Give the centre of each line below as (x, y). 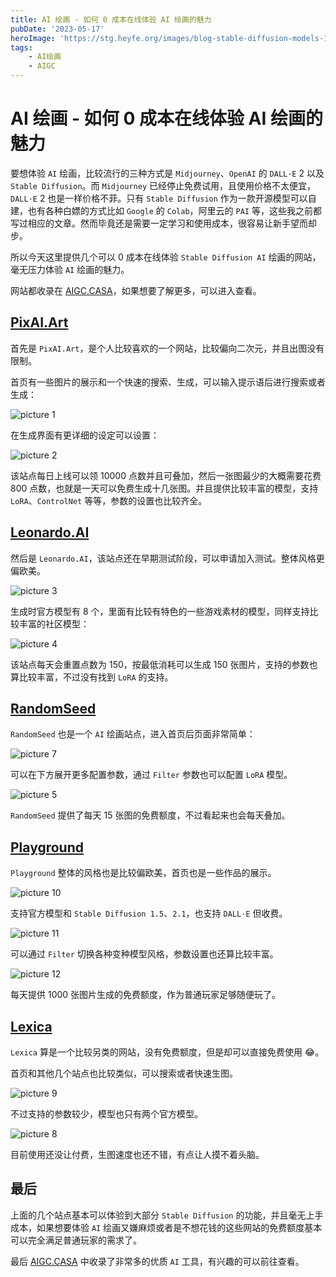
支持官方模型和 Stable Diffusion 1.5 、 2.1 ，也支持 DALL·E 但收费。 (149, 913)
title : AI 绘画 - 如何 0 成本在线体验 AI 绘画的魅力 (111, 19)
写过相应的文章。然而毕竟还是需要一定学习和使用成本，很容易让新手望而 (159, 223)
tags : (21, 47)
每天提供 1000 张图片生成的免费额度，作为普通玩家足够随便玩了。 (146, 995)
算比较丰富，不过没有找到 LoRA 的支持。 (92, 677)
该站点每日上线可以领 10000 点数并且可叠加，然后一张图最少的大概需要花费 (166, 475)
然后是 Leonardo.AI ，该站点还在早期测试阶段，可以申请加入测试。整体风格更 (167, 558)
